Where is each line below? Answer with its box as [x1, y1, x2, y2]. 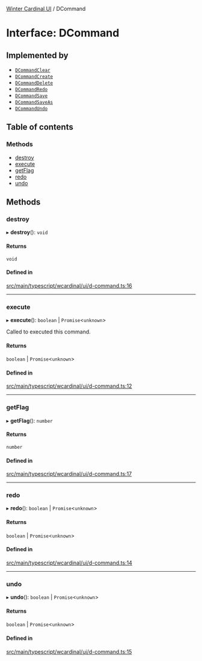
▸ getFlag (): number [6, 417, 53, 424]
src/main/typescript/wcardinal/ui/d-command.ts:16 [6, 282, 132, 289]
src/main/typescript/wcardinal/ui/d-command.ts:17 [6, 470, 132, 478]
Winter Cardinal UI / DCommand [6, 5, 86, 12]
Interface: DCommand [6, 27, 120, 40]
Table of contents [6, 122, 73, 132]
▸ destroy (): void [6, 229, 48, 236]
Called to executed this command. [6, 328, 91, 335]
